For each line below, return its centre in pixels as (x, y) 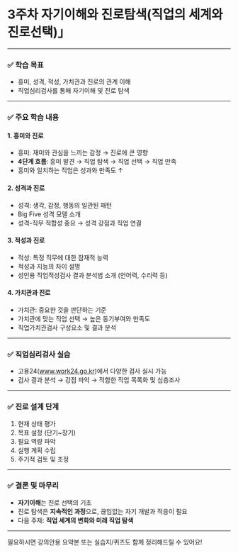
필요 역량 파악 (36, 441)
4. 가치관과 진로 (29, 293)
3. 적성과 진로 (26, 240)
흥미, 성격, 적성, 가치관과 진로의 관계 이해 (74, 82)
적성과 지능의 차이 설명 (49, 266)
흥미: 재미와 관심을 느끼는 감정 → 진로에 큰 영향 (83, 152)
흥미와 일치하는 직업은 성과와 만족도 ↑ (70, 170)
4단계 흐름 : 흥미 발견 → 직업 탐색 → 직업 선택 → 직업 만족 (97, 162)
